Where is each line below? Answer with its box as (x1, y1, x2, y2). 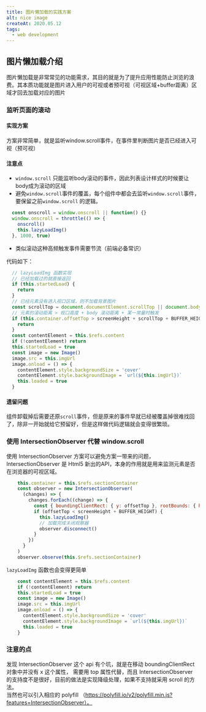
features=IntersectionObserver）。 (6, 698, 93, 706)
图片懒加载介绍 (6, 56, 63, 66)
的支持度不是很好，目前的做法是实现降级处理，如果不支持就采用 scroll (6, 676, 183, 683)
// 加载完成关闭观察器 (39, 520, 89, 526)
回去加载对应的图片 (17, 88, 66, 96)
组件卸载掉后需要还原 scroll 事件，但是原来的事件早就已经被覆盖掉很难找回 (6, 412, 195, 420)
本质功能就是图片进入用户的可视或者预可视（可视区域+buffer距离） (22, 81, 192, 88)
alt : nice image (6, 15, 48, 21)
